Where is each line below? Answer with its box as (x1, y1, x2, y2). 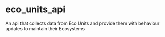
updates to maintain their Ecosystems (5, 25, 85, 31)
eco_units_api (5, 4, 66, 15)
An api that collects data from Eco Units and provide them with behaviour (5, 20, 160, 26)
